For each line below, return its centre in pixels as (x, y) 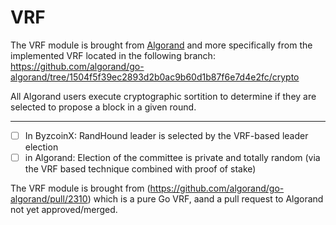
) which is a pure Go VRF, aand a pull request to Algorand (205, 199)
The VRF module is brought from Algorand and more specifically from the (161, 45)
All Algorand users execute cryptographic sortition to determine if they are (163, 96)
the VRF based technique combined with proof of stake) (140, 169)
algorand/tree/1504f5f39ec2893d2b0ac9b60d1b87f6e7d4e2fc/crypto (155, 77)
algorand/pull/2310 (49, 199)
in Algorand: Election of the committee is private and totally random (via (172, 157)
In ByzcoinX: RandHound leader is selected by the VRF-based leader (166, 135)
